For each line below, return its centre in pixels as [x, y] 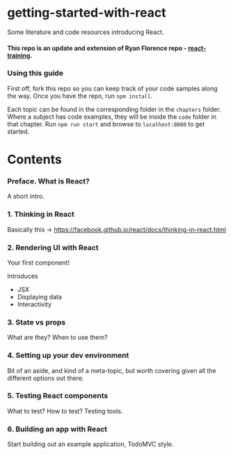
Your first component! [38, 263]
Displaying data [40, 297]
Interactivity [34, 304]
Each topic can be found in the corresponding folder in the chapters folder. [114, 109]
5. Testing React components [58, 396]
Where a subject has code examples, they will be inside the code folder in [112, 117]
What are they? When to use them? [57, 338]
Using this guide [35, 73]
